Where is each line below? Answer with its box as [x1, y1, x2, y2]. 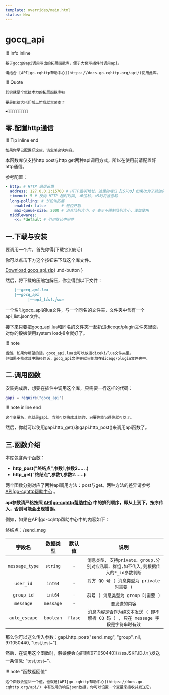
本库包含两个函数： [5, 455, 45, 461]
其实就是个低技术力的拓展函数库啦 [5, 90, 65, 95]
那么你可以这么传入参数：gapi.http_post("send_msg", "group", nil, [5, 634, 142, 640]
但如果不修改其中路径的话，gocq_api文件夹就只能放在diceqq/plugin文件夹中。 [5, 356, 150, 361]
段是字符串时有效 [106, 622, 141, 627]
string [45, 563, 61, 569]
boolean [44, 615, 62, 621]
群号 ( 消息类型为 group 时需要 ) [87, 592, 161, 599]
